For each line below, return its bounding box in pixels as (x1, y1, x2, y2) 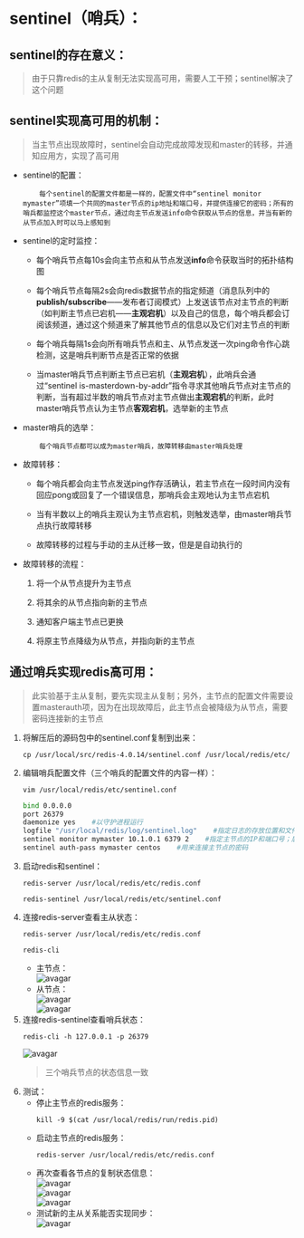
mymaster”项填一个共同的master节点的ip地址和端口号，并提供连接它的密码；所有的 (22, 198, 294, 208)
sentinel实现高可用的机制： (9, 113, 163, 129)
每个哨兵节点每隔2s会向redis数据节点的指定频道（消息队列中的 (35, 284, 271, 295)
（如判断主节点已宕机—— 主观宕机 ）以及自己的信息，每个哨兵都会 (35, 307, 282, 318)
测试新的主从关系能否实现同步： (35, 1207, 156, 1218)
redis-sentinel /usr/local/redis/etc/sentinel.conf (22, 894, 222, 904)
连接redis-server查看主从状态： (22, 911, 140, 922)
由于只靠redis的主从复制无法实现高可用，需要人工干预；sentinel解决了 (31, 73, 294, 83)
